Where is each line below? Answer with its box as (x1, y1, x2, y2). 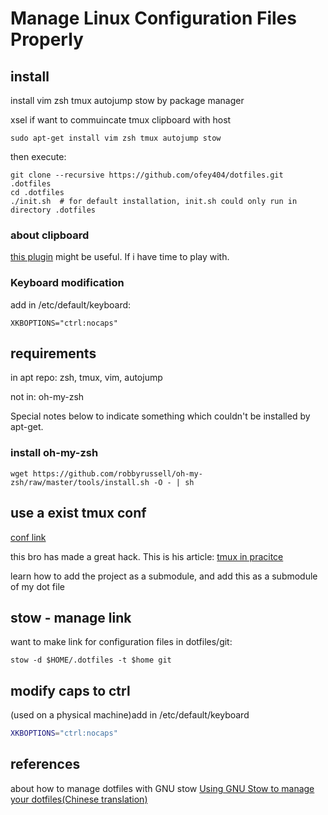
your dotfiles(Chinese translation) (10, 793, 148, 805)
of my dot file (10, 580, 65, 592)
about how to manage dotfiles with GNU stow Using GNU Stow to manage (10, 782, 315, 794)
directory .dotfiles (10, 205, 97, 215)
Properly (10, 28, 84, 51)
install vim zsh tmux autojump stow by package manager (10, 95, 245, 106)
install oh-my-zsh (10, 446, 99, 460)
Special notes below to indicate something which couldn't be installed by (10, 410, 311, 422)
